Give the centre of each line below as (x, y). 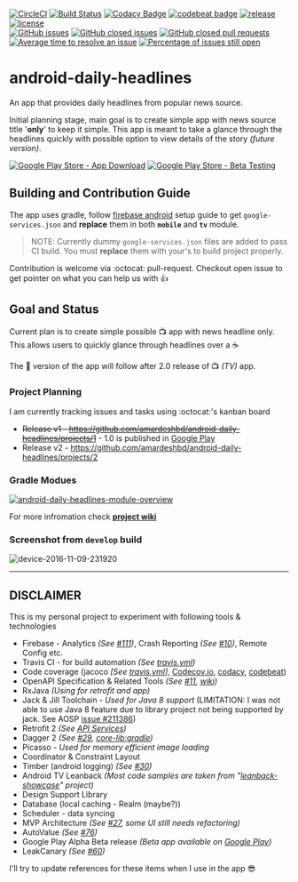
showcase (41, 785)
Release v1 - (44, 429)
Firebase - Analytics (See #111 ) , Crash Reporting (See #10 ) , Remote (145, 644)
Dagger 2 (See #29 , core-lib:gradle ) (87, 738)
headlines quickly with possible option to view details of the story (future (142, 139)
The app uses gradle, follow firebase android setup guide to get (125, 214)
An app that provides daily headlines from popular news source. (126, 102)
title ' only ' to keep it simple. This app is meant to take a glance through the (146, 129)
